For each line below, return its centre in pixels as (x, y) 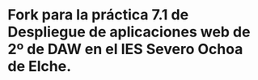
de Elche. (40, 67)
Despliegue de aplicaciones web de (129, 32)
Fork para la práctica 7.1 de (98, 15)
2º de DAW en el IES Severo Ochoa (125, 49)
